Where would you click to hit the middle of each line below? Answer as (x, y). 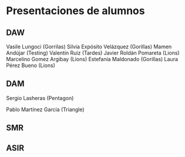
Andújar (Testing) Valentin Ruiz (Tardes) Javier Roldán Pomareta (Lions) (93, 53)
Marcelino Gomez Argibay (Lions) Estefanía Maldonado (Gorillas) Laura (92, 59)
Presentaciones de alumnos (75, 11)
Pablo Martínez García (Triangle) (45, 109)
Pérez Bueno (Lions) (31, 65)
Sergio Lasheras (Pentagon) (40, 98)
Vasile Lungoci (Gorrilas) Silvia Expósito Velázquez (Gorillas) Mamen (89, 46)
